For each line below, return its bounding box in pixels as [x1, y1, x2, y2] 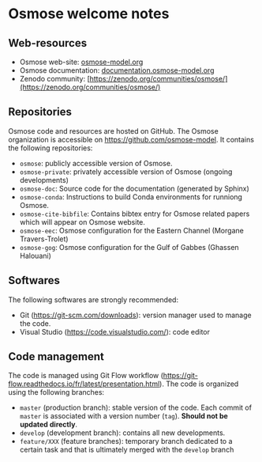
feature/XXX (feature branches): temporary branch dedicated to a [19, 437, 233, 446]
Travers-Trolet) [19, 234, 69, 244]
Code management [8, 350, 104, 364]
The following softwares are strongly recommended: [8, 294, 179, 305]
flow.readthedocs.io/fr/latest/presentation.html [8, 379, 160, 388]
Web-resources [8, 36, 88, 50]
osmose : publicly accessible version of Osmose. [19, 158, 173, 168]
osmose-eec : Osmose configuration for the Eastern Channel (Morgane [19, 225, 245, 235]
